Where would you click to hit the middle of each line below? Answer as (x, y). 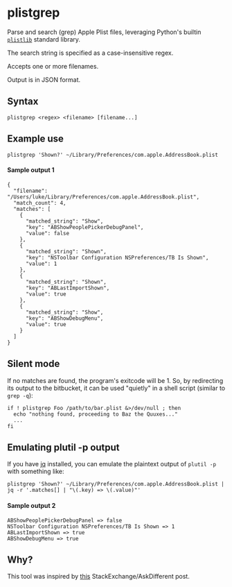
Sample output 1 (31, 170)
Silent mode (34, 364)
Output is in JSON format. (44, 79)
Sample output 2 (32, 505)
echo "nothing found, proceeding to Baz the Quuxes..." (96, 414)
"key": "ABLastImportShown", (68, 288)
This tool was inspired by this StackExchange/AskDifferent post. (99, 577)
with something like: (36, 471)
